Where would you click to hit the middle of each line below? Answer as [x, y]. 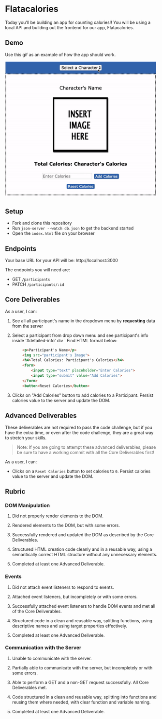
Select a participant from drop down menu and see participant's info [80, 335]
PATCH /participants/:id [38, 284]
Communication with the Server [43, 648]
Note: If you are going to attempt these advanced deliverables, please [86, 447]
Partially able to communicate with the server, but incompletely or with [82, 667]
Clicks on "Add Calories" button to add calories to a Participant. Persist [83, 395]
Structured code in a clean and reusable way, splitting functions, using [82, 620]
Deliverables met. [29, 687]
